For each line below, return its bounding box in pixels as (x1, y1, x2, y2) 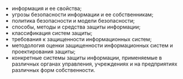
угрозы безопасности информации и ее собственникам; (11, 11, 154, 18)
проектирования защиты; (11, 48, 76, 55)
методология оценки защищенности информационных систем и (11, 42, 173, 49)
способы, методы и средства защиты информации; (11, 23, 141, 30)
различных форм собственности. (11, 67, 96, 73)
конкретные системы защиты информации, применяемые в (11, 55, 162, 61)
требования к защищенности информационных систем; (11, 36, 152, 42)
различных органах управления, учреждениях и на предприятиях (11, 60, 178, 67)
